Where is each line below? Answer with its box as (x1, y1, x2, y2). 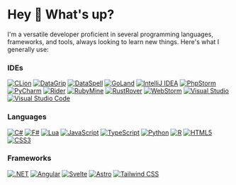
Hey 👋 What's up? (7, 6, 115, 23)
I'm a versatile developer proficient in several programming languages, (7, 30, 214, 38)
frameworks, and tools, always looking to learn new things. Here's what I (7, 37, 220, 46)
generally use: (7, 45, 49, 53)
